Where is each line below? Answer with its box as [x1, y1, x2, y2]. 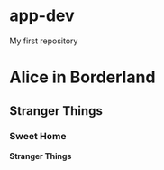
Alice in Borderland [9, 67, 156, 88]
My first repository [9, 35, 78, 46]
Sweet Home [9, 130, 67, 143]
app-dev [9, 5, 75, 26]
